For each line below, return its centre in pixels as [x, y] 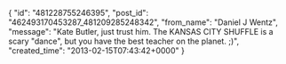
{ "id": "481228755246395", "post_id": [78, 13]
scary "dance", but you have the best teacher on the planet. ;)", [124, 41]
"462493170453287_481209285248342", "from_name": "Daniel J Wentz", [143, 22]
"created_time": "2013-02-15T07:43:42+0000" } [97, 51]
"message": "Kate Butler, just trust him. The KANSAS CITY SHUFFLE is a [141, 32]
